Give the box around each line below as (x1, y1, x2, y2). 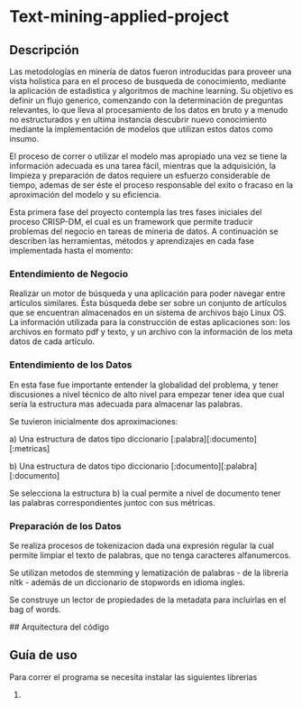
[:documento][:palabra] (170, 460, 258, 471)
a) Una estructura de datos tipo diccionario (9, 433, 169, 444)
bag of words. (9, 603, 61, 615)
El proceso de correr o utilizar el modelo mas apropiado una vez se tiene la (9, 151, 288, 162)
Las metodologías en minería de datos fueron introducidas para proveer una (9, 66, 292, 77)
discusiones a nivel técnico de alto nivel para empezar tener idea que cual (9, 388, 285, 399)
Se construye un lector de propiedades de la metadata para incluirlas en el (9, 594, 287, 605)
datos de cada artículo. (9, 336, 96, 347)
